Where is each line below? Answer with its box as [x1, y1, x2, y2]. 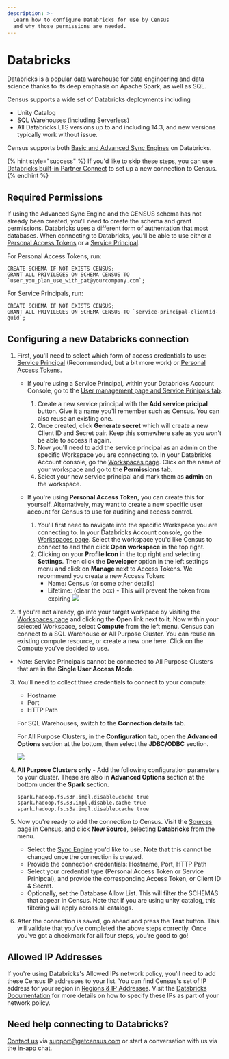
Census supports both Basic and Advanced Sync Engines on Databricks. [7, 144, 212, 152]
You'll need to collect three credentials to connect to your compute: [16, 677, 207, 686]
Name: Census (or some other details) [47, 579, 155, 587]
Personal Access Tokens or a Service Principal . [7, 239, 140, 247]
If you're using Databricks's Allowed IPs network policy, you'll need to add [7, 969, 216, 977]
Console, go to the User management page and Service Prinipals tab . [27, 386, 223, 395]
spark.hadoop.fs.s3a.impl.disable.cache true [16, 806, 149, 812]
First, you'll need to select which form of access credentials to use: [16, 351, 206, 360]
